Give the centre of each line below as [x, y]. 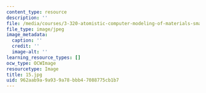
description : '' [27, 18]
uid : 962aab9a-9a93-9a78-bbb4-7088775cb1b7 [63, 80]
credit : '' [26, 46]
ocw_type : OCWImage [31, 63]
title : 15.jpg [25, 75]
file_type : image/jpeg [35, 29]
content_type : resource [37, 12]
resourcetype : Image [33, 69]
